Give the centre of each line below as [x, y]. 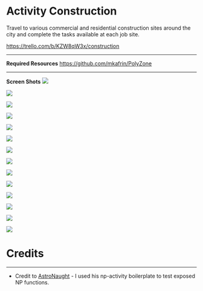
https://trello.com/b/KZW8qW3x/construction [63, 46]
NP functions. [32, 282]
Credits [25, 254]
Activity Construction [62, 11]
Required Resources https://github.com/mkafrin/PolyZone [79, 63]
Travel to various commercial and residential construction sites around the [98, 28]
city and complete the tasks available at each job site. [73, 34]
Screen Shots [24, 81]
